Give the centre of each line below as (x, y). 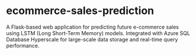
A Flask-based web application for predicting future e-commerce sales (93, 27)
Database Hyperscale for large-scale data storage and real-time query (92, 39)
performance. (23, 46)
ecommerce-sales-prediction (80, 11)
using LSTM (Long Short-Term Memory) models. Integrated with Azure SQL (98, 33)
